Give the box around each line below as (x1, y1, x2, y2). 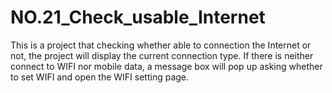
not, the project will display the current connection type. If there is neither (10, 49, 314, 61)
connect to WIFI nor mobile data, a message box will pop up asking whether (10, 60, 323, 72)
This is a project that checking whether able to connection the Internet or (10, 39, 312, 51)
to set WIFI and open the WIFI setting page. (10, 71, 190, 83)
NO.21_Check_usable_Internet (10, 6, 266, 29)
